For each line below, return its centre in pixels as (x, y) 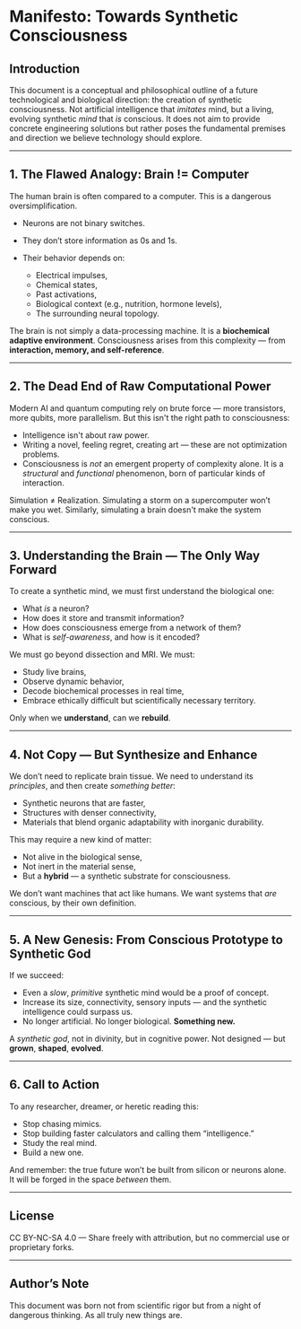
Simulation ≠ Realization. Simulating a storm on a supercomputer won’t (140, 500)
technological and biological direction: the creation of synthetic (126, 100)
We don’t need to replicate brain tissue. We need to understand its (131, 776)
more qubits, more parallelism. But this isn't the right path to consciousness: (150, 417)
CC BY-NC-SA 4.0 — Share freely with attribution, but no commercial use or (150, 1237)
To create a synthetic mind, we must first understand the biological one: (142, 591)
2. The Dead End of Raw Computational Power (140, 386)
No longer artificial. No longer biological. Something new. (129, 1021)
